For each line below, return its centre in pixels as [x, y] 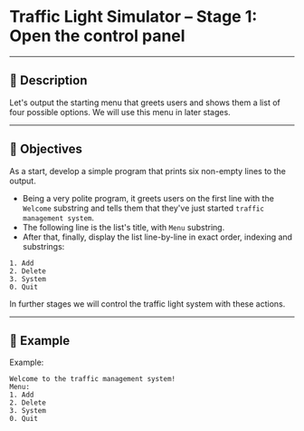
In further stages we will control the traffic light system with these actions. [147, 304]
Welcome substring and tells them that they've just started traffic [143, 208]
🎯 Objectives [46, 149]
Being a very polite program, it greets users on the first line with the [148, 198]
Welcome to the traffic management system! [93, 379]
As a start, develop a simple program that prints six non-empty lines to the [148, 171]
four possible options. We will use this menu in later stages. [120, 112]
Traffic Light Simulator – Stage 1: [133, 17]
